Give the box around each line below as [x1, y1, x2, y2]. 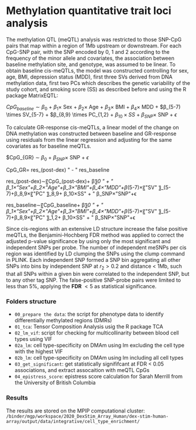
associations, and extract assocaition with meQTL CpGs [14, 367, 150, 374]
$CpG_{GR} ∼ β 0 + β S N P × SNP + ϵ [6, 153, 89, 162]
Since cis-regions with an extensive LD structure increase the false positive [6, 226, 188, 233]
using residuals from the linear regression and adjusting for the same [6, 136, 173, 143]
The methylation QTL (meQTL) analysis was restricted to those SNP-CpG [6, 36, 182, 43]
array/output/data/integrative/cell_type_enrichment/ [6, 418, 140, 424]
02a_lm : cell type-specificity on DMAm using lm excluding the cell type [14, 342, 185, 349]
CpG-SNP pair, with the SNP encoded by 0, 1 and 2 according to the [6, 48, 170, 55]
